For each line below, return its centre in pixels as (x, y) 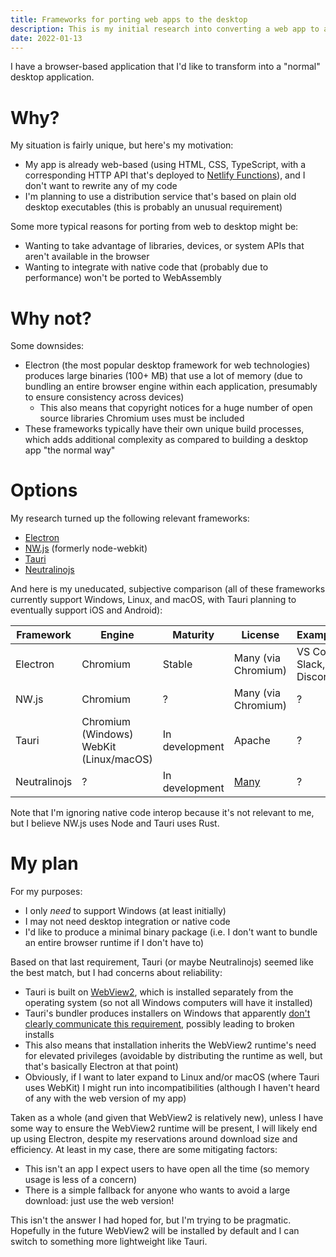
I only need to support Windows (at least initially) (125, 911)
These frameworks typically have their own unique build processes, (164, 429)
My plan (44, 863)
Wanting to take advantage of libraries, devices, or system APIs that (164, 246)
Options (44, 490)
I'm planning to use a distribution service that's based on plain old (160, 197)
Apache (252, 741)
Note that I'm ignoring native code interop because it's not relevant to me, (162, 813)
